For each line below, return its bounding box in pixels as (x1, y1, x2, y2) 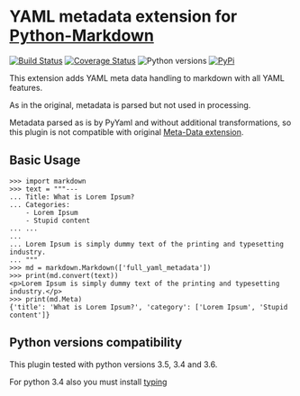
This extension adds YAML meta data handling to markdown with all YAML (9, 72, 286, 83)
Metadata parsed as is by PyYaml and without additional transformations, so (9, 117, 292, 128)
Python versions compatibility (9, 335, 183, 350)
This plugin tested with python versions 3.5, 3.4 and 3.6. (9, 358, 218, 370)
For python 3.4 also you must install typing (9, 376, 168, 387)
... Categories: (9, 200, 70, 209)
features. (9, 82, 43, 93)
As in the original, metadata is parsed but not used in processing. (9, 99, 251, 110)
